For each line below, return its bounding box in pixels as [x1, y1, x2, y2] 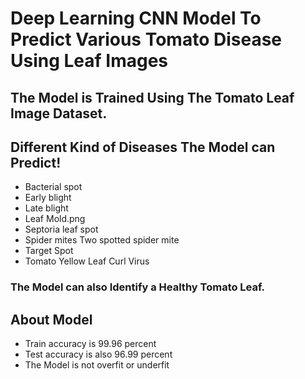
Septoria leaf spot [24, 223, 99, 236]
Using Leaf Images [10, 50, 169, 72]
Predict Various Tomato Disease [10, 28, 282, 51]
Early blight [24, 192, 72, 204]
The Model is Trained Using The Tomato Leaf [10, 89, 295, 106]
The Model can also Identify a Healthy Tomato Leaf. [10, 280, 266, 294]
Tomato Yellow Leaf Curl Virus [24, 255, 150, 267]
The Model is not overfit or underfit [24, 359, 170, 371]
